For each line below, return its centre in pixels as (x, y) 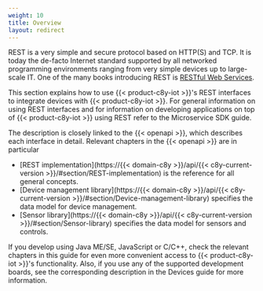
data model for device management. (78, 207)
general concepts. (49, 182)
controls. (34, 232)
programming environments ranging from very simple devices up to (117, 69)
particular (24, 149)
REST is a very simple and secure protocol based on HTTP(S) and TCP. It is (130, 53)
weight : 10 (26, 15)
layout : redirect (37, 30)
